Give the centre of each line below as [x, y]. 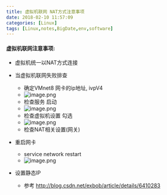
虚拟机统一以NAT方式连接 [46, 63]
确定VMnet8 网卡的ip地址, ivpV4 [63, 88]
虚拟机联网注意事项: [31, 48]
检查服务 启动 [40, 102]
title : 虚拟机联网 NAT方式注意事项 [45, 12]
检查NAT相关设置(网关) [52, 130]
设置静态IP [28, 173]
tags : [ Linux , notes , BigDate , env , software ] [60, 28]
